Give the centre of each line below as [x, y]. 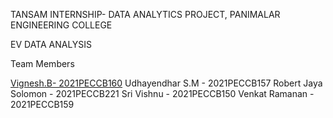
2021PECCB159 [42, 104]
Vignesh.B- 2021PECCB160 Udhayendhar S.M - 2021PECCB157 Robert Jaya [166, 83]
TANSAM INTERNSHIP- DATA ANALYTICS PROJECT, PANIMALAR [145, 14]
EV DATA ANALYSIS [51, 44]
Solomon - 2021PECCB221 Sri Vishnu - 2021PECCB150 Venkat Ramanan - [162, 93]
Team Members [42, 63]
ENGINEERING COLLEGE [61, 25]
